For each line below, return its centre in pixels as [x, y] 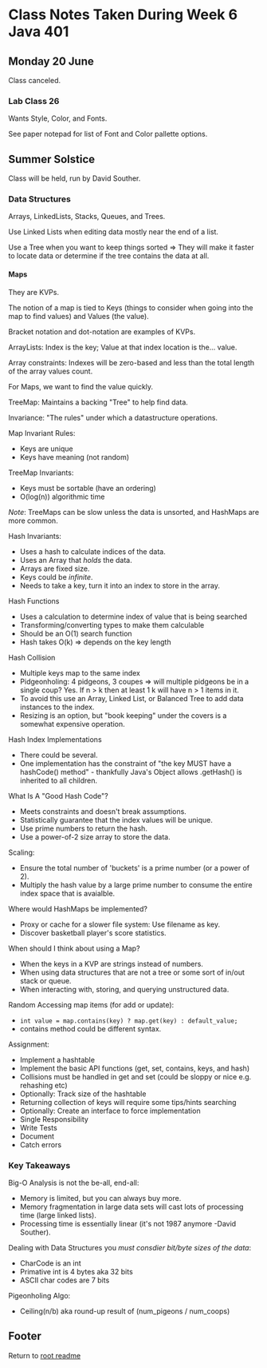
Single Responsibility [54, 1119]
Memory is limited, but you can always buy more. [100, 1198]
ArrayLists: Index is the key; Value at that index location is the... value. [123, 347]
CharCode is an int [50, 1263]
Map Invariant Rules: [42, 433]
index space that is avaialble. [67, 893]
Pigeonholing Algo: [39, 1295]
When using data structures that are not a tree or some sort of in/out [132, 972]
